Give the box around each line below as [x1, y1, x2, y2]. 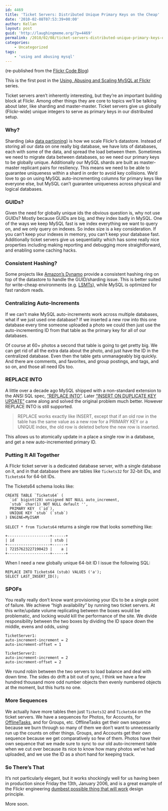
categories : [5, 40, 30, 45]
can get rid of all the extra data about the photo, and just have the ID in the [5, 347, 158, 354]
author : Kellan [5, 21, 37, 27]
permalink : [5, 36, 28, 41]
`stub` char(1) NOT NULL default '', [9, 502, 88, 507]
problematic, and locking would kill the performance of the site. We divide [5, 613, 157, 619]
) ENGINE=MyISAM [5, 515, 39, 520]
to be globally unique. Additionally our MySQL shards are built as [5, 159, 139, 165]
